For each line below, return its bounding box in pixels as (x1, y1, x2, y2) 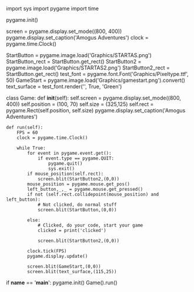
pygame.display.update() (27, 253, 88, 259)
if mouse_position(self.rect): (27, 171, 104, 177)
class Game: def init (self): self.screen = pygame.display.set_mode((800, (6, 94, 181, 101)
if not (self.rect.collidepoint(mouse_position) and (27, 191, 159, 197)
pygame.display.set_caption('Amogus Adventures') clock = (6, 34, 149, 41)
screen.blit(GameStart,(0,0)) (27, 264, 101, 270)
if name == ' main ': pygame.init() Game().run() (6, 279, 118, 286)
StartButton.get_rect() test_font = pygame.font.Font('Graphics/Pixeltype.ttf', (6, 71, 189, 77)
